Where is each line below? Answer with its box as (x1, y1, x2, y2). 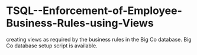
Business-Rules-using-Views (6, 16, 154, 30)
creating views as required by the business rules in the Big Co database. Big (6, 36, 192, 43)
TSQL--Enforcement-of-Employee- (6, 4, 182, 18)
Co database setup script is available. (6, 42, 98, 49)
